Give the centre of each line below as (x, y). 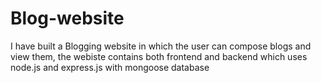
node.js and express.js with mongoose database (110, 67)
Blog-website (67, 18)
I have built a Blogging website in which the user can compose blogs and (161, 46)
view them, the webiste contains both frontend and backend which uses (159, 56)
